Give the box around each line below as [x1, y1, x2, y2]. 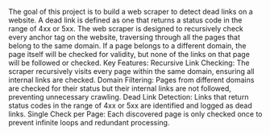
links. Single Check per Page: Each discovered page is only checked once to [8, 109, 263, 119]
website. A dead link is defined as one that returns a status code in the [8, 15, 243, 25]
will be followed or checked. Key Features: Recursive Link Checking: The [8, 58, 250, 67]
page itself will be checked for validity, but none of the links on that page [8, 50, 250, 59]
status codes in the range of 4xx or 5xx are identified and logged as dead [8, 100, 252, 110]
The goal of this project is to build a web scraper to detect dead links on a [8, 7, 254, 16]
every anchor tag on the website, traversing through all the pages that [8, 32, 240, 42]
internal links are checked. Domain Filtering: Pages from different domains [8, 76, 255, 84]
